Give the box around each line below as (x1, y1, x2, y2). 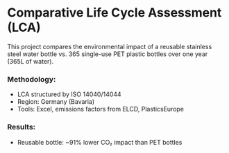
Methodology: (7, 74, 56, 84)
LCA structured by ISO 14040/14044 (17, 90, 121, 98)
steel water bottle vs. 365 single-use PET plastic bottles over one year (7, 50, 208, 58)
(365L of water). (7, 57, 54, 65)
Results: (7, 123, 36, 132)
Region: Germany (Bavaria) (17, 98, 95, 106)
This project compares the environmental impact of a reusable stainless (7, 42, 212, 51)
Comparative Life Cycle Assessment (7, 5, 222, 21)
